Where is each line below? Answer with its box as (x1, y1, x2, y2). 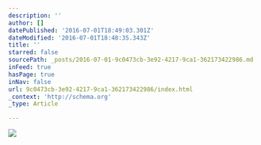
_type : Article (8, 100, 59, 108)
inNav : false (8, 78, 52, 86)
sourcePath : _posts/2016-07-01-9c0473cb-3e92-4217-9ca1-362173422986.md (8, 56, 254, 64)
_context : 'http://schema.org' (8, 93, 112, 101)
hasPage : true (8, 71, 56, 78)
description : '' (8, 11, 62, 20)
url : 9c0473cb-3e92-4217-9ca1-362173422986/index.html (8, 85, 194, 93)
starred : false (8, 48, 59, 56)
